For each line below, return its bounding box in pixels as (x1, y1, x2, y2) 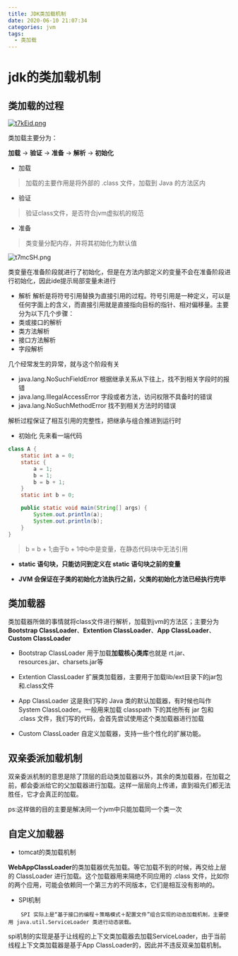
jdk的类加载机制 (8, 69, 101, 86)
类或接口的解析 (18, 318, 62, 326)
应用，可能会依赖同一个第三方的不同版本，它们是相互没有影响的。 (26, 880, 218, 889)
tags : (8, 30, 24, 38)
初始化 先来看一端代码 (18, 431, 83, 440)
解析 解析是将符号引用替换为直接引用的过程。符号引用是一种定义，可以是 (18, 292, 231, 300)
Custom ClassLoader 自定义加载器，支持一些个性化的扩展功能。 (18, 729, 206, 738)
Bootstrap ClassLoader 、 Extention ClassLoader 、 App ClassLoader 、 (8, 626, 215, 635)
